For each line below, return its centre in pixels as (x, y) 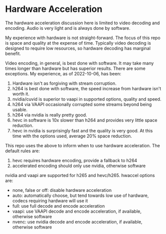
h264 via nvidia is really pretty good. (50, 115)
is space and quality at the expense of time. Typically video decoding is (78, 43)
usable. (20, 110)
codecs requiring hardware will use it (50, 201)
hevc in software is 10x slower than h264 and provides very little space (85, 120)
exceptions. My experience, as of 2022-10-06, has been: (63, 73)
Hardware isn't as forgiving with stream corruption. (64, 83)
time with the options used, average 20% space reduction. (72, 136)
